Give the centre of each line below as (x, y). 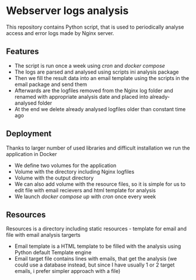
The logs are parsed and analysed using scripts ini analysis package (97, 72)
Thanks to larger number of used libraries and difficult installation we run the (98, 148)
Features (22, 52)
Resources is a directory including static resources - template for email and (96, 229)
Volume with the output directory (54, 178)
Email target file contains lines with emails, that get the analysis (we (96, 259)
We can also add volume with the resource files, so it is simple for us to (100, 184)
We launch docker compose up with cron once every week (85, 196)
